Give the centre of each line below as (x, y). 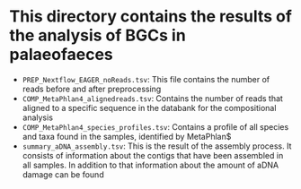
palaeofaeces (62, 55)
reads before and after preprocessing (92, 89)
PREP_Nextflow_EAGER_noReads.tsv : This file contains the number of (146, 79)
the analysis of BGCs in (97, 35)
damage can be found (63, 174)
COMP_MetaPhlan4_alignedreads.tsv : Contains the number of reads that (152, 98)
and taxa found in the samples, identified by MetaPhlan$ (127, 136)
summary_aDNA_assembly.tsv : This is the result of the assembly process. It (157, 146)
